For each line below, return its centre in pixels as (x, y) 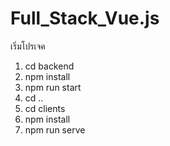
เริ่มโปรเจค (28, 46)
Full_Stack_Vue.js (85, 18)
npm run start (53, 87)
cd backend (49, 66)
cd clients (45, 108)
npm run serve (55, 129)
